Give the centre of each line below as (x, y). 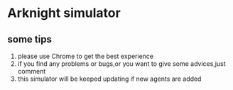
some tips (29, 39)
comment (32, 71)
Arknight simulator (64, 13)
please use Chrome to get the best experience (86, 56)
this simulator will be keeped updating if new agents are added (109, 79)
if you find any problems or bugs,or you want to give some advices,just (121, 64)
